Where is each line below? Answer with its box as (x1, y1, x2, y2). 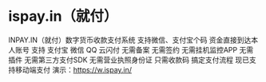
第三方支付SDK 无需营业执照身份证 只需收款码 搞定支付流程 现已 (38, 55, 250, 64)
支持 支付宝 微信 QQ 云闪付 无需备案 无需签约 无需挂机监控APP (30, 45, 238, 54)
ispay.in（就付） (8, 7, 118, 25)
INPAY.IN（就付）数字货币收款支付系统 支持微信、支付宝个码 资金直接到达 (8, 35, 252, 45)
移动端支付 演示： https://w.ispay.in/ (14, 64, 133, 74)
